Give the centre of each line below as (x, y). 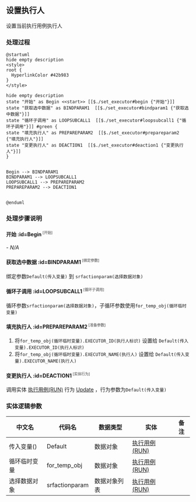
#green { (47, 127)
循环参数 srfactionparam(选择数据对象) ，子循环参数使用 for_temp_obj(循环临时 (96, 305)
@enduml (15, 203)
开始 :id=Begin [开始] (29, 234)
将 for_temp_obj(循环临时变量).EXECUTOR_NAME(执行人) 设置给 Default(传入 (100, 354)
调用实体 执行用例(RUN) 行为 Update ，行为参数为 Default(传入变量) (86, 390)
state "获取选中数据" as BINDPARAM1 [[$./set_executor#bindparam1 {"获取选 (97, 108)
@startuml (18, 55)
